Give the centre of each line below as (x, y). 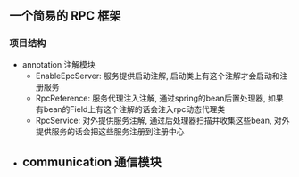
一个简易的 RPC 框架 (65, 16)
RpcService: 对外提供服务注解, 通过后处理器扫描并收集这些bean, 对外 (162, 120)
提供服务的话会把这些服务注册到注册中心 (110, 131)
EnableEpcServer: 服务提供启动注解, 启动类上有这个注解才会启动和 (158, 76)
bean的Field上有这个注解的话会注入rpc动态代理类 (134, 109)
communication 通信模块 (92, 162)
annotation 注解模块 (58, 64)
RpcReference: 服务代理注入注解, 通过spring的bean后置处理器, (150, 98)
